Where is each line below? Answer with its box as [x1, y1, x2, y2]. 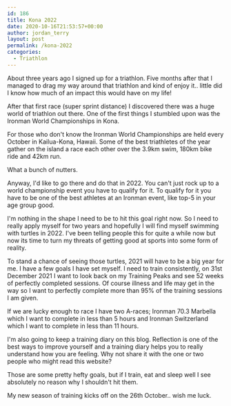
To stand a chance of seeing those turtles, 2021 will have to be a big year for [7, 257, 225, 265]
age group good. [7, 201, 55, 209]
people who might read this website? [7, 357, 112, 365]
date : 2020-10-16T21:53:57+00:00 [7, 23, 103, 30]
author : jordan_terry [7, 29, 70, 37]
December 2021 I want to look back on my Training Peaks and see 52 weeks [7, 271, 224, 280]
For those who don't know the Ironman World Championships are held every [7, 130, 224, 138]
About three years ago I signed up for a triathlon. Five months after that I [7, 74, 212, 82]
